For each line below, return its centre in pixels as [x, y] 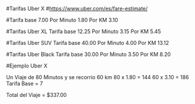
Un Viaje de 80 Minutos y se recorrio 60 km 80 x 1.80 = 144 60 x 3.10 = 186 [97, 77]
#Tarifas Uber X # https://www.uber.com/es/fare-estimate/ [77, 9]
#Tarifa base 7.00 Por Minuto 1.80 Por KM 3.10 [62, 20]
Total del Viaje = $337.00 [36, 95]
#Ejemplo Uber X [27, 66]
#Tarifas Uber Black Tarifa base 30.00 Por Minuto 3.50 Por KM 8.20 [89, 54]
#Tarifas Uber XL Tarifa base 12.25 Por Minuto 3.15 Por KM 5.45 [84, 31]
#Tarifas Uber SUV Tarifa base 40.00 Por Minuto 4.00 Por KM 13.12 [88, 43]
